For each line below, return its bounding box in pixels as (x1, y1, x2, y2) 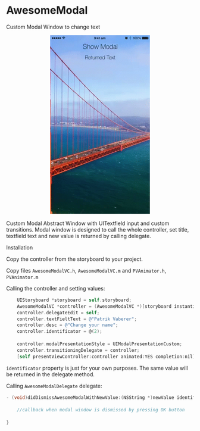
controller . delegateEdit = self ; (17, 310, 100, 316)
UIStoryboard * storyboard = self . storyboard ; (17, 297, 132, 303)
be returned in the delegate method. (6, 370, 95, 378)
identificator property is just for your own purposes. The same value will (6, 364, 189, 371)
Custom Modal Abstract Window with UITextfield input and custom (6, 220, 170, 227)
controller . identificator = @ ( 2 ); (17, 329, 102, 335)
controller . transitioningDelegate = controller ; (17, 347, 140, 353)
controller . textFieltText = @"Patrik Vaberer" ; (17, 316, 137, 322)
